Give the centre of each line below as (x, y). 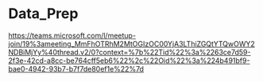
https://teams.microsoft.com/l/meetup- (72, 35)
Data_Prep (43, 14)
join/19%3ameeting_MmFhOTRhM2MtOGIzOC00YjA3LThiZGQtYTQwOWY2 (132, 43)
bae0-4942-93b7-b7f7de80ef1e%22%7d (76, 68)
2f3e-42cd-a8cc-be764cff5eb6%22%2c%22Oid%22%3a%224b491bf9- (129, 61)
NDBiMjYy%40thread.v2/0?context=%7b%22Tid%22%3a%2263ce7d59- (130, 52)
